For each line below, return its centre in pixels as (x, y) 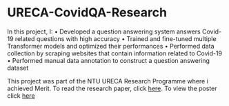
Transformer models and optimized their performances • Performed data (111, 46)
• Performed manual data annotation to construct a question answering (109, 60)
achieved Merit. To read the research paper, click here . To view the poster (112, 88)
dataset (18, 68)
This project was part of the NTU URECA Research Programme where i (108, 81)
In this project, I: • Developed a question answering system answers (104, 31)
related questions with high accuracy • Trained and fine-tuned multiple (116, 38)
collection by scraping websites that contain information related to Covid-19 (115, 53)
